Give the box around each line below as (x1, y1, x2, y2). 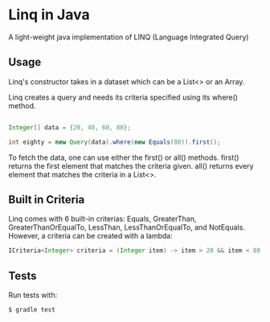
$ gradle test (8, 306, 56, 314)
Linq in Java (8, 6, 90, 24)
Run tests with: (8, 291, 58, 300)
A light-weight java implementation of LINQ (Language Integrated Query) (8, 32, 249, 42)
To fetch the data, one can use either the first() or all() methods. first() (8, 153, 239, 162)
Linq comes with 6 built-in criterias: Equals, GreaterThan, (8, 214, 197, 224)
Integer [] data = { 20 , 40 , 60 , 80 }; (8, 123, 131, 132)
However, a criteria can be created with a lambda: (8, 231, 173, 241)
